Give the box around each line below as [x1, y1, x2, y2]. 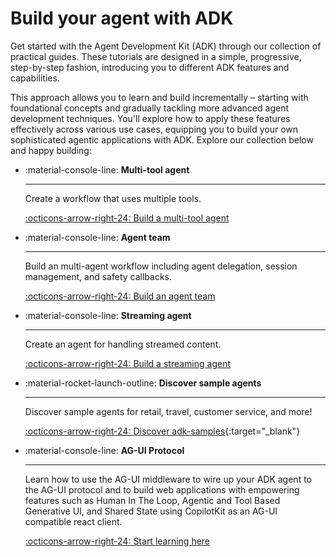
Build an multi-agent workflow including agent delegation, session [24, 260, 298, 272]
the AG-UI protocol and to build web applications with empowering [24, 483, 300, 496]
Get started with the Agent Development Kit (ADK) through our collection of [10, 40, 322, 52]
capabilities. [10, 72, 60, 84]
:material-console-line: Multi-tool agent [24, 163, 190, 176]
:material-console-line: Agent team [24, 231, 171, 243]
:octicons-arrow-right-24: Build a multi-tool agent [24, 212, 230, 224]
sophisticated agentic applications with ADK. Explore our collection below [10, 133, 314, 146]
